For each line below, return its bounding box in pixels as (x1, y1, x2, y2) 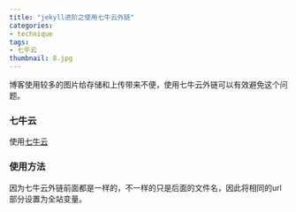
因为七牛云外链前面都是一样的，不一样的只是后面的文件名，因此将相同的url (9, 182, 283, 193)
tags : (9, 37, 29, 47)
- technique (9, 29, 53, 38)
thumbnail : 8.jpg (9, 54, 73, 63)
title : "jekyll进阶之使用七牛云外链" (9, 12, 135, 22)
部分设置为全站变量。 (9, 193, 87, 204)
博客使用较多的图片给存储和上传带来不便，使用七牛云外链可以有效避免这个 (9, 79, 280, 89)
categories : (9, 21, 53, 30)
